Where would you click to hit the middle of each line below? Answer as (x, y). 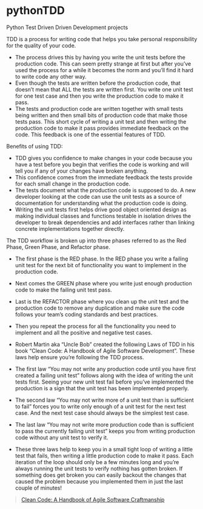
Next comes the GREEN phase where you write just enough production (103, 283)
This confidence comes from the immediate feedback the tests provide (104, 177)
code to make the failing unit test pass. (63, 290)
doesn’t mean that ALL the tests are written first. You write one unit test (104, 89)
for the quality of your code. (41, 45)
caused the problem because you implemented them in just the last (99, 481)
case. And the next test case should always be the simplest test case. (102, 413)
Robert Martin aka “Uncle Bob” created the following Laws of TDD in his (105, 344)
